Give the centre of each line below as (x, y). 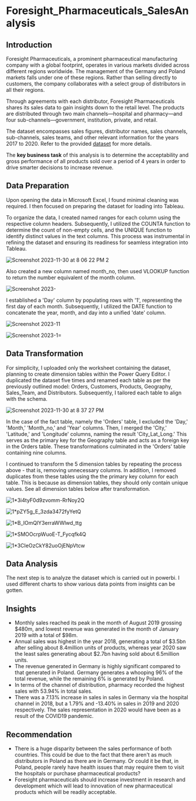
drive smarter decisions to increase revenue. (60, 167)
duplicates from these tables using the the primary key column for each (92, 476)
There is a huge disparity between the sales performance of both (93, 749)
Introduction (29, 45)
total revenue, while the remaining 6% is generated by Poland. (90, 679)
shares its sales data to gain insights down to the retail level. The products (95, 107)
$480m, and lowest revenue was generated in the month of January (97, 629)
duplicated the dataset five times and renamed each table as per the (88, 380)
